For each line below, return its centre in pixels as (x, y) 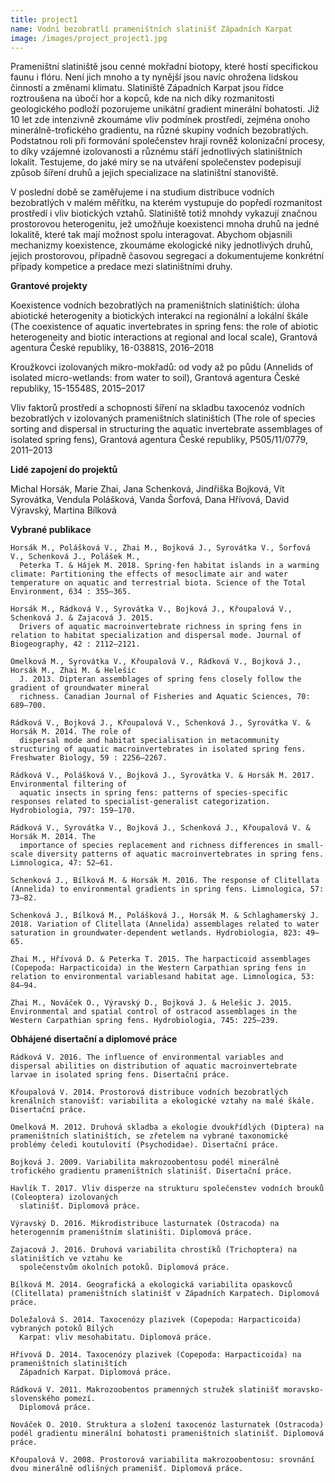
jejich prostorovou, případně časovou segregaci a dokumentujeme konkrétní (167, 256)
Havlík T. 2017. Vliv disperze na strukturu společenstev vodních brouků (167, 1189)
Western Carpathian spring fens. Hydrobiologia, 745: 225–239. (145, 1021)
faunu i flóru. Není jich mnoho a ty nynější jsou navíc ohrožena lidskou (154, 77)
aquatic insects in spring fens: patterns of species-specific (153, 793)
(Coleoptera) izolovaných (64, 1197)
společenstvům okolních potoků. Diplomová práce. (124, 1267)
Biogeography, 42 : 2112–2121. (75, 644)
